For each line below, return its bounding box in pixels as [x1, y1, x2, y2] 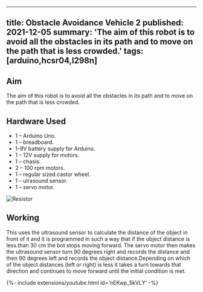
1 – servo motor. [14, 184, 55, 191]
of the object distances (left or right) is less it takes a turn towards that [6, 261, 181, 268]
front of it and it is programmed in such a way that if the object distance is [6, 235, 190, 242]
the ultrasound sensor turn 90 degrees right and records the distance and [6, 248, 190, 255]
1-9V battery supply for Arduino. [14, 145, 95, 152]
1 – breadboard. [14, 138, 54, 146]
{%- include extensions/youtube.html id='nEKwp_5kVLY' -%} [6, 279, 159, 286]
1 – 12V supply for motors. [14, 152, 80, 159]
